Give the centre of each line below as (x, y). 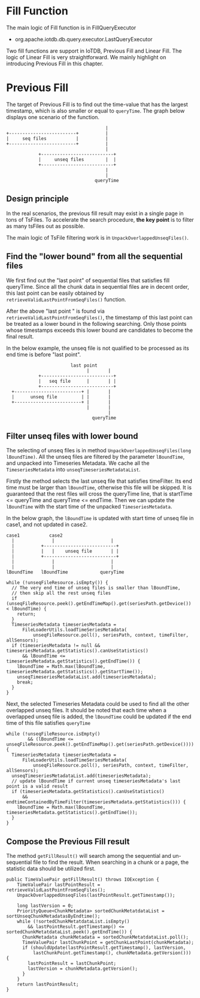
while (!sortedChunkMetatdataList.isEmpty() (73, 922)
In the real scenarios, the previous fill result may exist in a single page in (95, 213)
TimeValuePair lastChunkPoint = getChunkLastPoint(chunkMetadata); (108, 943)
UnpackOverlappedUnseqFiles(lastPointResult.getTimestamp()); (96, 896)
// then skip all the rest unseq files (61, 593)
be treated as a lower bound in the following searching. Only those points (96, 323)
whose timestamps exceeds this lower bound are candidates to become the (100, 330)
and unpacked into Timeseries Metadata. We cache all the (78, 463)
